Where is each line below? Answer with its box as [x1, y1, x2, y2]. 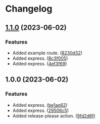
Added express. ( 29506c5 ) [12, 107, 69, 113]
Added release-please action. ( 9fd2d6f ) [12, 112, 96, 119]
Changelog [5, 3, 53, 15]
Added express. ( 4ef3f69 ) [12, 60, 67, 66]
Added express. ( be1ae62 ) [12, 102, 68, 108]
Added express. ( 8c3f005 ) [12, 55, 68, 61]
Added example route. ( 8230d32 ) [12, 50, 82, 56]
